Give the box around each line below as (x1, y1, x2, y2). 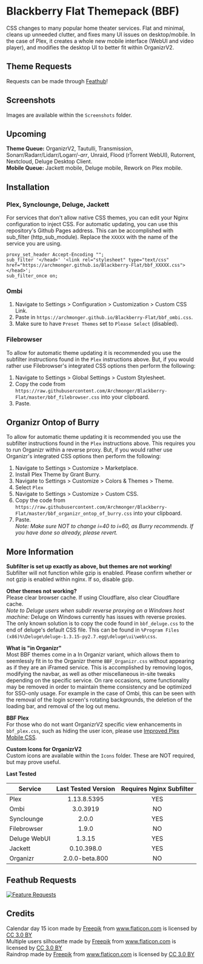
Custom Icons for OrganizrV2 (6, 746, 82, 753)
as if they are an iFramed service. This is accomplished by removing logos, (6, 664, 193, 671)
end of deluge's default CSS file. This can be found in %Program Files (6, 626, 180, 633)
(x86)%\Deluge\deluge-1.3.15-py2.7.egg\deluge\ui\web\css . (6, 633, 158, 640)
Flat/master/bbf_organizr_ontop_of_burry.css (15, 511, 132, 517)
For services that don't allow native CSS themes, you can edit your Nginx (6, 214, 189, 221)
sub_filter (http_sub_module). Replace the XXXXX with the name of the (6, 233, 178, 241)
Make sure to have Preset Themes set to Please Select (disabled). (15, 320, 179, 328)
